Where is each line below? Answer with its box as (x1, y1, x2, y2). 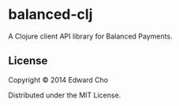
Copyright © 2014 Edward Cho (8, 75, 109, 84)
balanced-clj (8, 5, 93, 24)
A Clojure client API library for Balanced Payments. (8, 31, 173, 41)
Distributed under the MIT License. (8, 90, 121, 100)
